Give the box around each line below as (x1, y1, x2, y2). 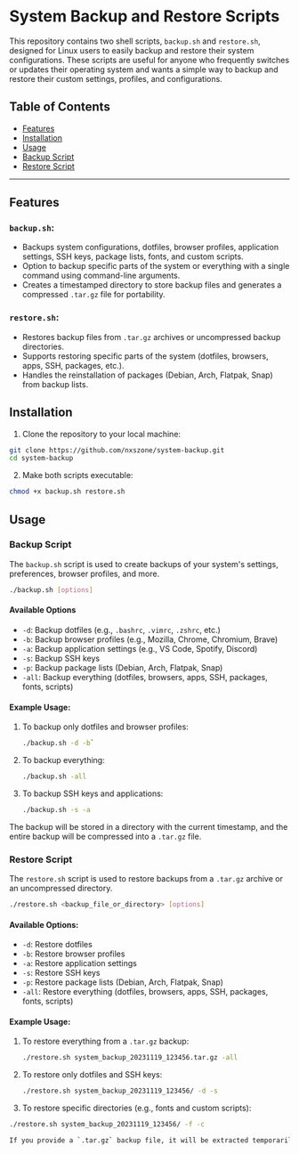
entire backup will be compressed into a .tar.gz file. (9, 831, 202, 841)
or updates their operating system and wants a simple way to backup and (9, 64, 279, 75)
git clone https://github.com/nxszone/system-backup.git (9, 445, 225, 455)
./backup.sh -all (21, 772, 87, 781)
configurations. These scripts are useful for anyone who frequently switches (9, 54, 290, 65)
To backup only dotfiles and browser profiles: (21, 721, 189, 732)
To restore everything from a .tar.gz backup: (21, 1036, 190, 1047)
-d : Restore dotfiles (21, 939, 93, 950)
